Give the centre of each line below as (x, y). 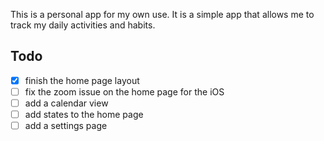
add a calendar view (66, 103)
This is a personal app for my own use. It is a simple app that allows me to (162, 14)
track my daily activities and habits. (83, 25)
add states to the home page (84, 114)
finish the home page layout (82, 80)
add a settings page (66, 126)
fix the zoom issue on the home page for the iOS (124, 91)
